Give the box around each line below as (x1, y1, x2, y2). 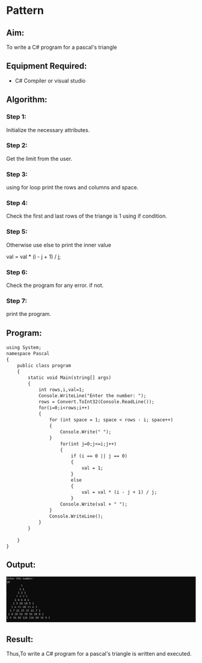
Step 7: (6, 297, 27, 305)
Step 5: (6, 227, 28, 236)
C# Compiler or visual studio (14, 77, 86, 84)
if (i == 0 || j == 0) (70, 453, 128, 459)
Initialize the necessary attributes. (6, 126, 90, 133)
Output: (6, 560, 36, 570)
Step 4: (6, 199, 28, 207)
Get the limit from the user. (6, 155, 73, 162)
